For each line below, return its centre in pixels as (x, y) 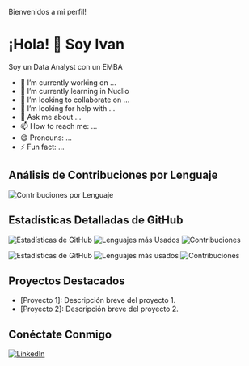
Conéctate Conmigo (60, 334)
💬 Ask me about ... (51, 117)
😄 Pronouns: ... (46, 138)
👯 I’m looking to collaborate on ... (75, 100)
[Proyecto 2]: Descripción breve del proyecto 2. (99, 309)
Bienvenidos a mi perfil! (48, 12)
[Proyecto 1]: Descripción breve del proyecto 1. (98, 300)
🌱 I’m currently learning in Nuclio (74, 91)
